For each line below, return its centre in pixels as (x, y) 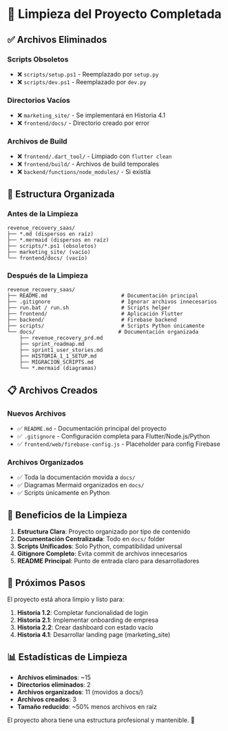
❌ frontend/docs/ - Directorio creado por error (83, 123)
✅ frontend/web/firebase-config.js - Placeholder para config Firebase (118, 444)
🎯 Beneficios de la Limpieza (67, 515)
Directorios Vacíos (39, 100)
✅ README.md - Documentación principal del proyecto (92, 429)
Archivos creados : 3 (47, 699)
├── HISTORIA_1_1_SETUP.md (58, 356)
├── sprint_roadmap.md (52, 344)
